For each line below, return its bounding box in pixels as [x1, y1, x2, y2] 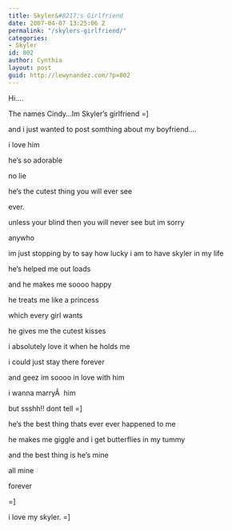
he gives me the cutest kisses [8, 326, 106, 335]
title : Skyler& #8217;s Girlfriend [8, 11, 124, 20]
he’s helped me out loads [8, 263, 91, 273]
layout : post [8, 64, 52, 72]
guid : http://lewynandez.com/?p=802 [8, 71, 130, 79]
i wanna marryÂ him [8, 387, 76, 397]
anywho [8, 233, 34, 243]
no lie [8, 171, 26, 180]
